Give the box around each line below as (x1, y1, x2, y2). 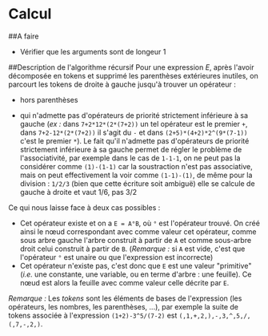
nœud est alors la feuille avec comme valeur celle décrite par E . (19, 277, 230, 287)
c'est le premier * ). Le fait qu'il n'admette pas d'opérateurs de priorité (19, 136, 250, 145)
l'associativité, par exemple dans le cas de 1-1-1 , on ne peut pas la (19, 153, 241, 163)
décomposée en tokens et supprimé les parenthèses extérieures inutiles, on (8, 71, 258, 80)
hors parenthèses (19, 95, 78, 104)
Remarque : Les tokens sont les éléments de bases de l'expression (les (8, 293, 242, 303)
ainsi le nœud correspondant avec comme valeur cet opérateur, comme (19, 226, 257, 237)
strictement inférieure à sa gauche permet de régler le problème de (19, 144, 242, 154)
